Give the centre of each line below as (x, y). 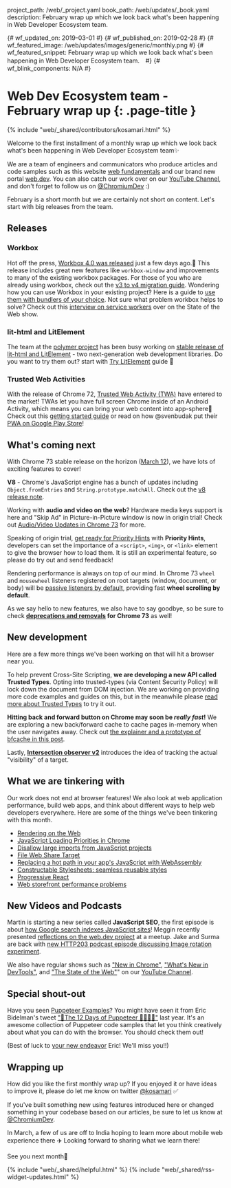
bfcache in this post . (36, 739)
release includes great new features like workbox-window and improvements (113, 270)
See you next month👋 (37, 1156)
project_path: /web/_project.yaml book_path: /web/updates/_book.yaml (108, 10)
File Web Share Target (48, 855)
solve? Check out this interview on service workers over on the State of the (113, 307)
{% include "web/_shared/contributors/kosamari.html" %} (89, 129)
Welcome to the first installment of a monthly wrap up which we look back (112, 143)
